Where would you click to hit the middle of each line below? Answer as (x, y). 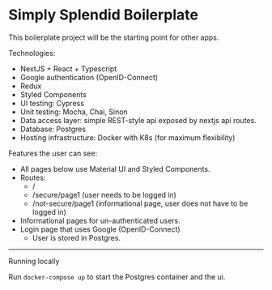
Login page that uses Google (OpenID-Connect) (100, 229)
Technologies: (32, 53)
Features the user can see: (53, 153)
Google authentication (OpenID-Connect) (89, 77)
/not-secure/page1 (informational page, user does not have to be (140, 203)
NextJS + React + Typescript (68, 68)
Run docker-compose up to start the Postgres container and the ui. (117, 276)
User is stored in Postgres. (76, 237)
